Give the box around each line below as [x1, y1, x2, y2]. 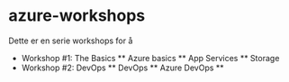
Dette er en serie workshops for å [8, 35, 133, 46]
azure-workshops [8, 5, 146, 26]
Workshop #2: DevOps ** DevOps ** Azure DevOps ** [21, 62, 224, 73]
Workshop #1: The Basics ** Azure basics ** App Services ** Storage [21, 52, 280, 63]
